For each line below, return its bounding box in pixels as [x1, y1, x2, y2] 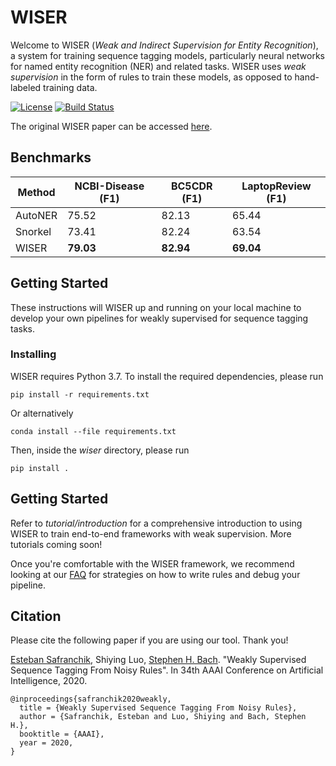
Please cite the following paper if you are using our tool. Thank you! [10, 634, 289, 646]
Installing [10, 347, 57, 361]
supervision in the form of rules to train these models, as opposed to [10, 71, 293, 83]
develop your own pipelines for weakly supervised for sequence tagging [10, 312, 309, 324]
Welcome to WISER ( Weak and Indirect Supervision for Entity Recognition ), [10, 39, 319, 51]
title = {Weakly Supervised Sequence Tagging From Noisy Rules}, [19, 703, 298, 713]
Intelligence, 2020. [10, 675, 88, 687]
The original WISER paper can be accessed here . [10, 120, 213, 132]
